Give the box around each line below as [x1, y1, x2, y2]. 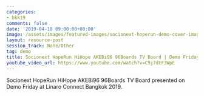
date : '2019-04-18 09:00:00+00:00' [6, 26, 97, 32]
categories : [6, 9, 36, 15]
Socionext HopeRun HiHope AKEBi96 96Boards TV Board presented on [6, 77, 185, 84]
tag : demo [6, 49, 32, 55]
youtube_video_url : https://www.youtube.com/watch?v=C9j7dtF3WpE [6, 60, 175, 66]
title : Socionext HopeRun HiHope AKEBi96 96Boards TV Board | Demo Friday [6, 54, 200, 60]
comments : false [6, 20, 47, 26]
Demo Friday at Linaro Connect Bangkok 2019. [6, 83, 123, 90]
